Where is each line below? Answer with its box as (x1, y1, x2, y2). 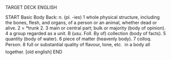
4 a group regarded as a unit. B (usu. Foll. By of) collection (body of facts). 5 (5, 31, 166, 36)
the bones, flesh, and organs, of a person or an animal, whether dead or (5, 20, 157, 25)
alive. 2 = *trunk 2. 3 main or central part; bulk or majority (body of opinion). (5, 25, 166, 31)
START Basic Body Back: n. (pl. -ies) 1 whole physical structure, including (5, 14, 160, 20)
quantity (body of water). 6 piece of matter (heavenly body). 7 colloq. (5, 36, 152, 42)
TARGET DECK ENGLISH (5, 5, 57, 10)
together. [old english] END (5, 49, 62, 55)
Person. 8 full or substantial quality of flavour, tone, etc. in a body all (5, 42, 151, 47)
